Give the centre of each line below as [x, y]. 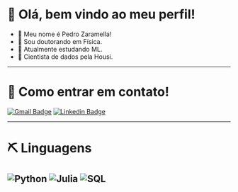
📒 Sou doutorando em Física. [60, 41]
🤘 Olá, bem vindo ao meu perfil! [101, 15]
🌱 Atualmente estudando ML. [60, 49]
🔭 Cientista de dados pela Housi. [65, 57]
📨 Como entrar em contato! [89, 92]
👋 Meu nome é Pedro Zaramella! [64, 34]
